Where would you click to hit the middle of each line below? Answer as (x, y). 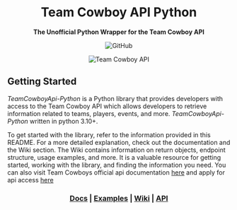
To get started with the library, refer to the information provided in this (109, 134)
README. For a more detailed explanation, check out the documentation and (119, 142)
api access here (31, 180)
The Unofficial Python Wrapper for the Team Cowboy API (119, 32)
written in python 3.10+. (64, 121)
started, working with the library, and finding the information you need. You (117, 165)
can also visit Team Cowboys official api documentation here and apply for (116, 172)
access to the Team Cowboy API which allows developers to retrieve (107, 106)
